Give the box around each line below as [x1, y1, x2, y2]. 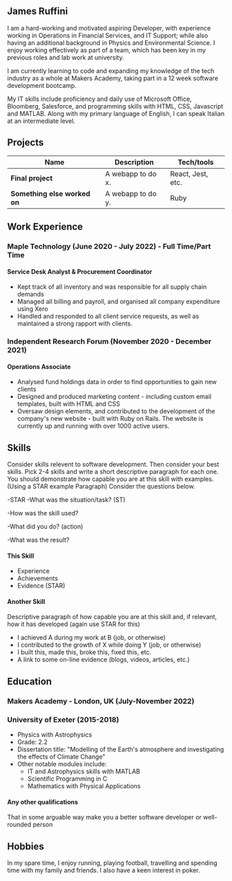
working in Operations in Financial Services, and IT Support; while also [7, 31, 209, 39]
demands [17, 290, 44, 299]
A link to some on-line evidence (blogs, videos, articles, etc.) [17, 656, 190, 664]
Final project [10, 173, 53, 182]
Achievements [17, 574, 59, 582]
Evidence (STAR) [17, 582, 66, 590]
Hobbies [7, 840, 45, 852]
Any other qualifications [7, 797, 78, 806]
